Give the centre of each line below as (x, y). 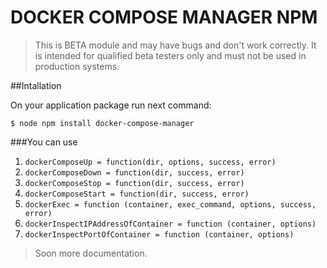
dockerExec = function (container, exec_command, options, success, (170, 204)
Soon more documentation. (91, 253)
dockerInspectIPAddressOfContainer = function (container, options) (170, 224)
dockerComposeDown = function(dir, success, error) (134, 172)
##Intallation (36, 85)
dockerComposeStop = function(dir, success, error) (134, 183)
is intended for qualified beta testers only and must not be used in (170, 55)
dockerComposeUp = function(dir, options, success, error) (150, 162)
